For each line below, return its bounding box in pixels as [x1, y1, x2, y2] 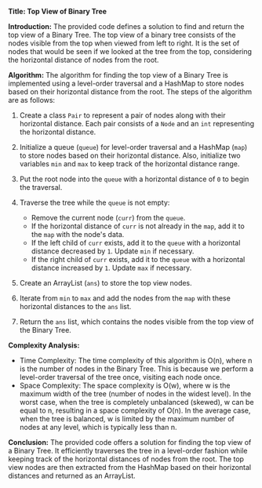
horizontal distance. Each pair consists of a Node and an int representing [19, 119, 255, 128]
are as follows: [8, 96, 56, 104]
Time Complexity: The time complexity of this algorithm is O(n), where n [19, 356, 253, 365]
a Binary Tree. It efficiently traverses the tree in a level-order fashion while [8, 446, 248, 455]
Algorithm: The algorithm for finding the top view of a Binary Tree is [8, 71, 229, 79]
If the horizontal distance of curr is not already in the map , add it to [31, 221, 245, 231]
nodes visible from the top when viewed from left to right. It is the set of [8, 38, 240, 48]
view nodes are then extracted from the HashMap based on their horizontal [8, 463, 252, 472]
